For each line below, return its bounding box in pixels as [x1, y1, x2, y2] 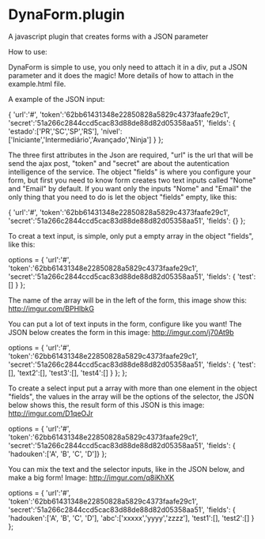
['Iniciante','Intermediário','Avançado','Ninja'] [8, 134, 152, 144]
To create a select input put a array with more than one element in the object [8, 383, 258, 393]
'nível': [100, 126, 123, 136]
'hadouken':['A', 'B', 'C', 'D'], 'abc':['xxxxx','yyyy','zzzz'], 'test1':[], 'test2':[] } [8, 513, 255, 522]
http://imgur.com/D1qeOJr [8, 409, 93, 418]
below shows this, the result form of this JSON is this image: [8, 400, 205, 409]
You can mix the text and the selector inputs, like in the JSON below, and [8, 464, 245, 473]
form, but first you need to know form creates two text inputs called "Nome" [8, 175, 256, 185]
